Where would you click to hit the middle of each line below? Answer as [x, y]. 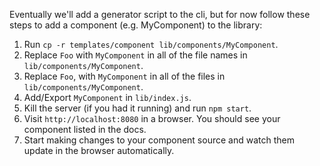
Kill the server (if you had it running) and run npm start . [137, 108]
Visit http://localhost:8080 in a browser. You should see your [152, 118]
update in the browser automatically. [99, 150]
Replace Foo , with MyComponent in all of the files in [124, 76]
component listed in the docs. [85, 129]
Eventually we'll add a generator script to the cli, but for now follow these [160, 14]
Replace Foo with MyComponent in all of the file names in [135, 55]
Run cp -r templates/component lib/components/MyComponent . [151, 44]
